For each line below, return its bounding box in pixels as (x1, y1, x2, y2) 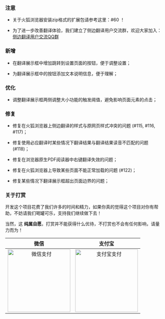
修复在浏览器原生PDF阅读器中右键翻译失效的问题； (12, 156, 118, 163)
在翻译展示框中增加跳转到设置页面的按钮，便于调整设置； (12, 60, 131, 66)
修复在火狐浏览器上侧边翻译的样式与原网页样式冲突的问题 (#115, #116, (12, 123, 155, 129)
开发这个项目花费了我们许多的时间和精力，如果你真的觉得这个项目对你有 (5, 204, 154, 210)
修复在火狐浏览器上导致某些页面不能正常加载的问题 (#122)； (12, 167, 136, 174)
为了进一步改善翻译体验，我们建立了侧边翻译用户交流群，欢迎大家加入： (12, 28, 161, 34)
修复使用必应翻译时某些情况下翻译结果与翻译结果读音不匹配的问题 (12, 139, 148, 146)
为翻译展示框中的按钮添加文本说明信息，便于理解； (12, 70, 118, 76)
